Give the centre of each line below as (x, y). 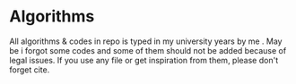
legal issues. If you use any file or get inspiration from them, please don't (144, 60)
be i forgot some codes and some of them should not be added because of (148, 50)
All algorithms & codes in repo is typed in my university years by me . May (146, 41)
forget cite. (30, 70)
